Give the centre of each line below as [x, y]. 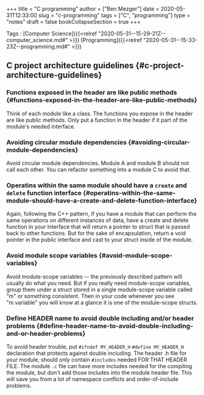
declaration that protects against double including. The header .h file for [97, 353]
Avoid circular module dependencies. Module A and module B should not [98, 163]
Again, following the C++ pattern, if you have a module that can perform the [101, 214]
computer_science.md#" [37, 40]
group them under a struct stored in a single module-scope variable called [100, 290]
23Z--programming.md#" [38, 46]
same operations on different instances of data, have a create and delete [97, 220]
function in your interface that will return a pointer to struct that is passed [98, 227]
